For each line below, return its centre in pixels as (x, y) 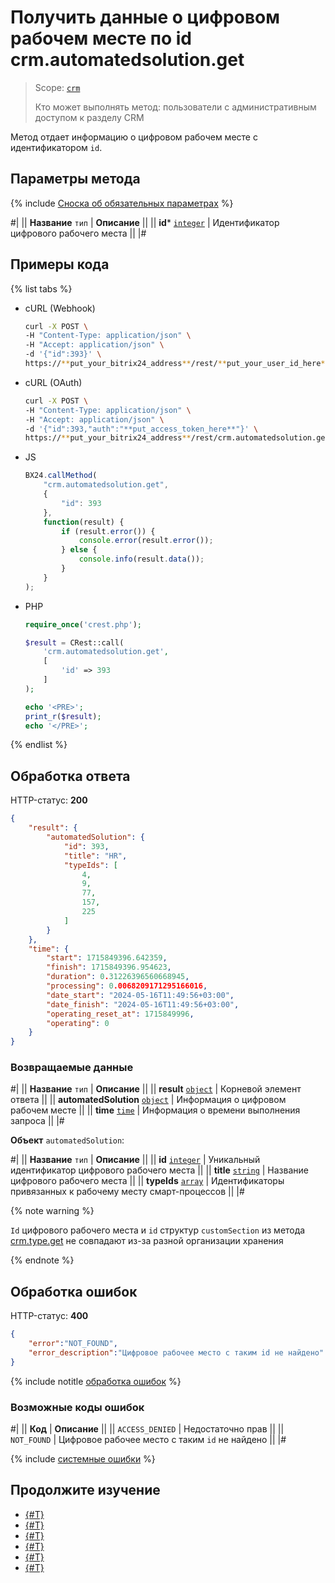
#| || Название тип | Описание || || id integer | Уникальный (135, 1160)
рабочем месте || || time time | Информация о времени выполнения (155, 1110)
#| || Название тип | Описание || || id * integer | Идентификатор (145, 222)
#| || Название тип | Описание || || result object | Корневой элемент (156, 1089)
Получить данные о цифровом (145, 17)
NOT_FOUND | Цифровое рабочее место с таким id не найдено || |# (148, 1440)
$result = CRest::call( (74, 642)
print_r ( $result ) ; (63, 716)
